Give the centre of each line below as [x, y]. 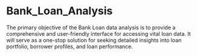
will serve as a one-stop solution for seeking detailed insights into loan [94, 40]
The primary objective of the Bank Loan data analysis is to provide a [91, 27]
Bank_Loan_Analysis [60, 11]
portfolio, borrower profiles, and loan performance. [69, 46]
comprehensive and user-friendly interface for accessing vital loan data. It [99, 33]
